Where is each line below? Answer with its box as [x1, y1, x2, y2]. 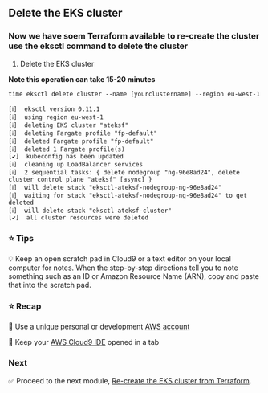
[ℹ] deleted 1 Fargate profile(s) [8, 145, 126, 154]
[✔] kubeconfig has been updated [8, 152, 124, 160]
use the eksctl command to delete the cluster [8, 40, 189, 51]
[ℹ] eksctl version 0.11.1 [8, 104, 100, 113]
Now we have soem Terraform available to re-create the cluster [8, 31, 260, 42]
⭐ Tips [8, 232, 35, 244]
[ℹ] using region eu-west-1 [8, 113, 104, 121]
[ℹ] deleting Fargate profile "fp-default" [8, 129, 158, 137]
